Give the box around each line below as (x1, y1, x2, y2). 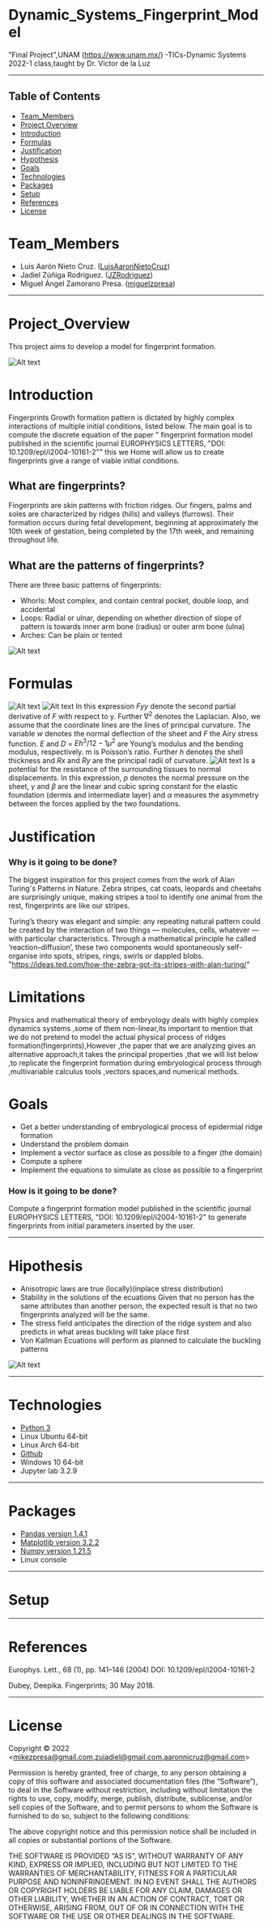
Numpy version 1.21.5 (19, 1546, 91, 1555)
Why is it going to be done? (8, 856, 117, 868)
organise (8, 951, 38, 960)
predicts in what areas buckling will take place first (19, 1327, 189, 1337)
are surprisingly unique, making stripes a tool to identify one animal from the (8, 891, 263, 902)
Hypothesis (19, 154, 59, 164)
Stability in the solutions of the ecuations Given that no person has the (19, 1292, 255, 1302)
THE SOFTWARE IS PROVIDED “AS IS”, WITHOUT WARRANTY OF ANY (8, 1851, 244, 1861)
